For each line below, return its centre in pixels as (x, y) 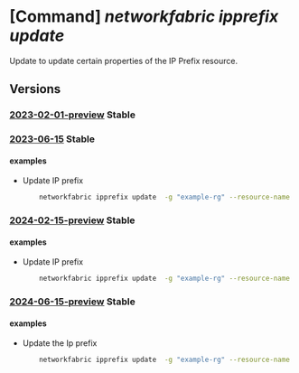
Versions (35, 89)
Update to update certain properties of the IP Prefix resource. (123, 61)
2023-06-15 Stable (52, 139)
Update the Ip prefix (60, 343)
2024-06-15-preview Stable (72, 302)
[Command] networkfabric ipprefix (144, 17)
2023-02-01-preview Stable (72, 115)
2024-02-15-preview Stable (72, 220)
